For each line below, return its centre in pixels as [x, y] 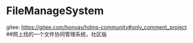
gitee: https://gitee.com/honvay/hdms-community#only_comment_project [96, 27]
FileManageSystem [55, 11]
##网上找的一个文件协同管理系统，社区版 [57, 34]
